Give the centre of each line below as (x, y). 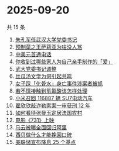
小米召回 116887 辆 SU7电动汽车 (54, 98)
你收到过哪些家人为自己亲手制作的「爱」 (64, 61)
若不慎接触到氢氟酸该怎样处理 (51, 91)
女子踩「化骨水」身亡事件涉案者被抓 (59, 83)
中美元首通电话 (33, 54)
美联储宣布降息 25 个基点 (45, 142)
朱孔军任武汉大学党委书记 (46, 39)
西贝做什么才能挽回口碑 (43, 135)
